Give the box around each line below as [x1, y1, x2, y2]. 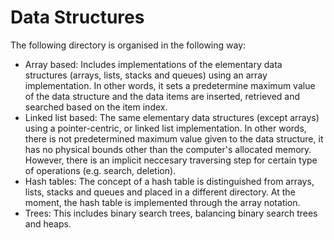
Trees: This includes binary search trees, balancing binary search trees [24, 207, 318, 219]
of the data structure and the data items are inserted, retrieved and [24, 90, 301, 102]
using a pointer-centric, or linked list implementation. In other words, [24, 122, 307, 134]
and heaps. [24, 217, 72, 230]
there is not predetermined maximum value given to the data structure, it [24, 132, 324, 145]
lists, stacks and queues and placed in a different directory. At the [24, 186, 296, 198]
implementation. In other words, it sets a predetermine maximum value [24, 79, 316, 91]
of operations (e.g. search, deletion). [24, 164, 177, 176]
